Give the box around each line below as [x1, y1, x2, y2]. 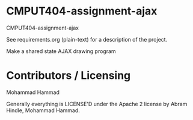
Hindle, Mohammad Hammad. [6, 107, 80, 114]
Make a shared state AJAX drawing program [6, 47, 116, 55]
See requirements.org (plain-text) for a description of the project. [6, 36, 168, 43]
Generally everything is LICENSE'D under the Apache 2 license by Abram [6, 100, 188, 107]
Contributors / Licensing [6, 69, 131, 83]
